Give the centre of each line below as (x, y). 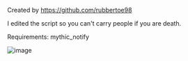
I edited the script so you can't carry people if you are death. (94, 23)
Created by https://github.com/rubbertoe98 (70, 10)
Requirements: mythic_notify (48, 37)
